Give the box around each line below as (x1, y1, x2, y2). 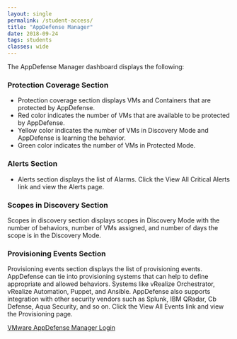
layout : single (7, 10, 52, 18)
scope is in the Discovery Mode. (7, 231, 101, 239)
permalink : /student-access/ (7, 17, 93, 24)
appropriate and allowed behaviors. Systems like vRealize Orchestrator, (7, 280, 216, 288)
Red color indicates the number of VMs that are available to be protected (17, 111, 230, 120)
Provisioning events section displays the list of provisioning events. (7, 265, 203, 273)
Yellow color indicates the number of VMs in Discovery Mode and (17, 126, 209, 135)
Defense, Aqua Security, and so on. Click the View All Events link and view (7, 302, 224, 311)
